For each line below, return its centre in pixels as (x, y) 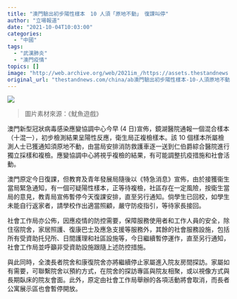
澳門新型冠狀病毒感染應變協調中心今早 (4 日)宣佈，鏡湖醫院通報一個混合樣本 (119, 129)
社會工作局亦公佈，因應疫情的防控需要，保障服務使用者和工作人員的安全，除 (119, 221)
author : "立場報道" (34, 20)
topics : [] (23, 66)
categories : (25, 34)
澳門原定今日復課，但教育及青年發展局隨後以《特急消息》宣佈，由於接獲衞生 (119, 179)
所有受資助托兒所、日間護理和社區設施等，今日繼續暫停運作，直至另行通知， (119, 238)
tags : (15, 47)
